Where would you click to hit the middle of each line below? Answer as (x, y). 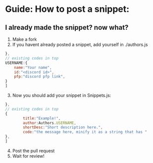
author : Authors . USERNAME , (50, 123)
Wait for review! (28, 156)
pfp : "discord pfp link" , (40, 77)
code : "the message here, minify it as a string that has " (85, 132)
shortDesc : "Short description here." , (63, 127)
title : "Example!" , (42, 118)
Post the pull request (33, 151)
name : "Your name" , (33, 67)
